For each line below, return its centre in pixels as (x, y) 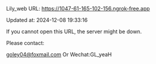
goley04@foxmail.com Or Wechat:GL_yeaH (59, 55)
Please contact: (25, 43)
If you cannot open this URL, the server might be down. (74, 31)
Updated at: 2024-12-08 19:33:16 (47, 20)
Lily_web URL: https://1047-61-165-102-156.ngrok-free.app (78, 9)
